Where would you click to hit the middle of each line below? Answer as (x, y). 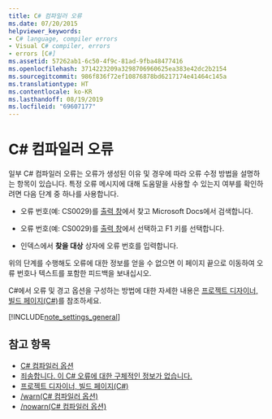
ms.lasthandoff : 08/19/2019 (56, 99)
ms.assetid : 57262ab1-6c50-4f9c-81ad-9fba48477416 (96, 62)
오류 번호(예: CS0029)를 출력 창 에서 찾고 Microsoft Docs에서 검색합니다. (136, 212)
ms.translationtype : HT (49, 84)
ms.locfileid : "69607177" (52, 107)
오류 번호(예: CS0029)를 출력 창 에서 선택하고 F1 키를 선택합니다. (122, 229)
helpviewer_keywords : (45, 31)
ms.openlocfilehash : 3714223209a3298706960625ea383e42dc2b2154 (118, 69)
